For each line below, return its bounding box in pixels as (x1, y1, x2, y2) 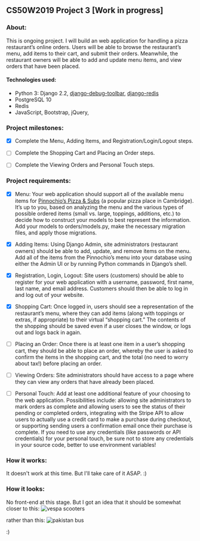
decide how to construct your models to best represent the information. (14, 216, 191, 223)
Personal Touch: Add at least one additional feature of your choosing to (14, 390, 191, 397)
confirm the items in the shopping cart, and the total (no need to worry (14, 353, 189, 360)
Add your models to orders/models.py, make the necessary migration (14, 223, 186, 230)
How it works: (6, 456, 47, 465)
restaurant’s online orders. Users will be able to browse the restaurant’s (6, 43, 181, 50)
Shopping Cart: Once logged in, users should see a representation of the (14, 303, 194, 310)
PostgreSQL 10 (14, 96, 52, 103)
